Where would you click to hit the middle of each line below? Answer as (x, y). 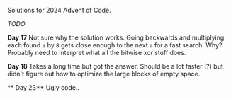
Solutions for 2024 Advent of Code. (59, 10)
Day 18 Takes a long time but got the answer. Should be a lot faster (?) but (115, 66)
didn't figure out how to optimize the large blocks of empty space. (104, 74)
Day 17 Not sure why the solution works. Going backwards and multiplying (116, 37)
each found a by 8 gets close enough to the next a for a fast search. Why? (115, 45)
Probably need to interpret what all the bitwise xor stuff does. (97, 53)
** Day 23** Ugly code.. (44, 87)
